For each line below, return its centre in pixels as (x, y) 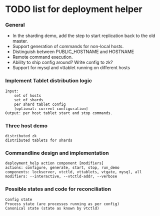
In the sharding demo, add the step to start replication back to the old (84, 36)
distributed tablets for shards (39, 141)
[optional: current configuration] (51, 109)
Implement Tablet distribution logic (49, 81)
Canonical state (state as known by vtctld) (52, 208)
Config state (19, 199)
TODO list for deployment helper (74, 9)
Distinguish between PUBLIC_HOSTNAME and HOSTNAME (73, 52)
